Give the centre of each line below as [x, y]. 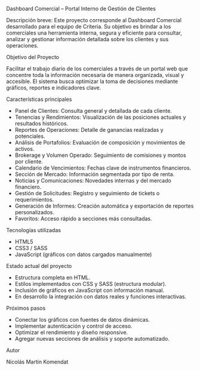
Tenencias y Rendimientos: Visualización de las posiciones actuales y [100, 117]
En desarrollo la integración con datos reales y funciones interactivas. [101, 297]
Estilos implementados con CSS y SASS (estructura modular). [90, 284]
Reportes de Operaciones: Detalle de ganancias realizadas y [89, 130]
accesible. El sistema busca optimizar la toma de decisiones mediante [92, 81]
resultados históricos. [41, 124]
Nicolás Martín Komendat [37, 362]
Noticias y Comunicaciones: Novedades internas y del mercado [93, 181]
